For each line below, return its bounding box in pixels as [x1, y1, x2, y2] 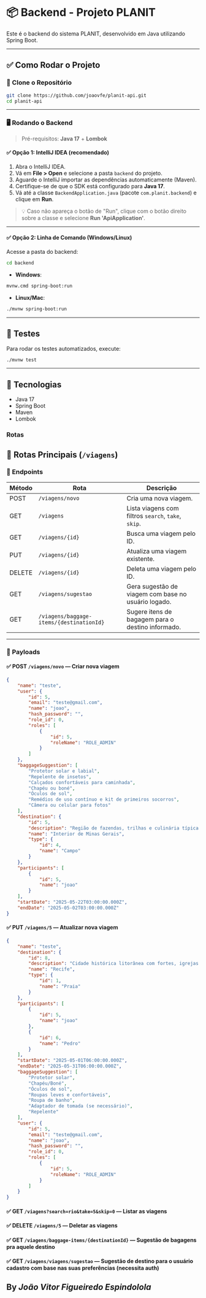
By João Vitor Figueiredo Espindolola [6, 1281, 151, 1292]
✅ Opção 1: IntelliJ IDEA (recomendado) [6, 149, 109, 156]
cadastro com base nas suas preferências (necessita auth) [6, 1264, 159, 1272]
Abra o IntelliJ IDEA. [15, 162, 66, 170]
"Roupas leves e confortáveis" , [28, 1091, 112, 1098]
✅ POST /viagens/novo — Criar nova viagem [6, 663, 120, 670]
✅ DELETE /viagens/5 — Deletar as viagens [6, 1222, 118, 1229]
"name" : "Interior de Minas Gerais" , [28, 831, 124, 837]
